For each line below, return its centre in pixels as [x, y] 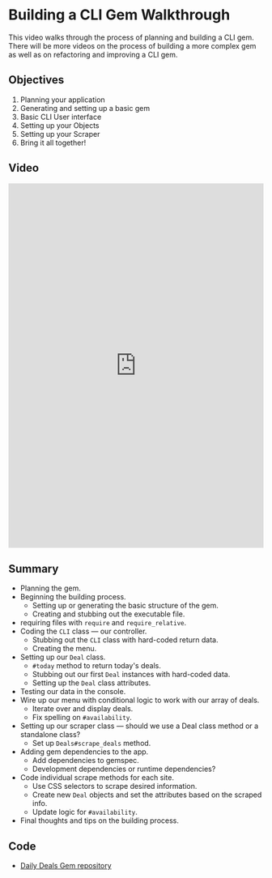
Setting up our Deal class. [63, 657]
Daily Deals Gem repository [66, 866]
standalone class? [50, 735]
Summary [34, 569]
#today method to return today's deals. [97, 666]
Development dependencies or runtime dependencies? [124, 769]
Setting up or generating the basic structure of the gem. [125, 606]
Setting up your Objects [59, 125]
